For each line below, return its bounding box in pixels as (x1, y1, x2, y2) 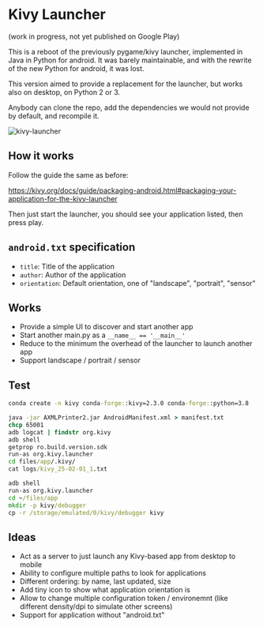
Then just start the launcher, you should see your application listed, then (8, 209, 243, 219)
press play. (8, 217, 44, 227)
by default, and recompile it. (8, 111, 100, 120)
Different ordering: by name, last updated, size (19, 576, 171, 586)
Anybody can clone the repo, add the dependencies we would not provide (8, 103, 250, 112)
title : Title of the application (19, 261, 115, 271)
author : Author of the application (19, 270, 126, 280)
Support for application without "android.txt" (19, 610, 165, 620)
